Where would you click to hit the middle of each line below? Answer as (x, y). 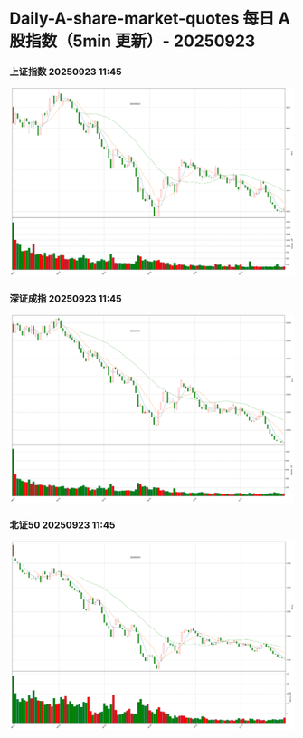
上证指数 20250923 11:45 (66, 72)
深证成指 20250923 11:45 (66, 298)
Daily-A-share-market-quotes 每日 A (150, 19)
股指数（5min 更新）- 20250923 (133, 41)
